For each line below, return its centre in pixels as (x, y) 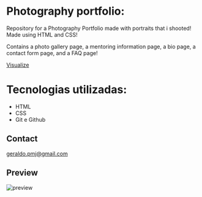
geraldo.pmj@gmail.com (37, 154)
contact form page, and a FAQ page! (52, 53)
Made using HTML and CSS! (42, 34)
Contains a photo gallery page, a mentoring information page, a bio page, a (101, 46)
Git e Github (30, 119)
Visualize (18, 65)
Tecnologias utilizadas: (67, 90)
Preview (22, 173)
